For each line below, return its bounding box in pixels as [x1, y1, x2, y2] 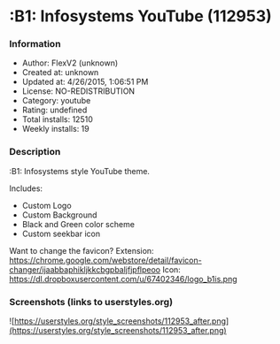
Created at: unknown [21, 67, 99, 78]
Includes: [9, 183, 43, 194]
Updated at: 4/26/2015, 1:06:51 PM [21, 77, 149, 88]
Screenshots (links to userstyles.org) [9, 295, 174, 308]
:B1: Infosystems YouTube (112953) [9, 6, 272, 27]
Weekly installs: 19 [21, 124, 90, 134]
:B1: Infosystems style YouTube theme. [9, 165, 151, 176]
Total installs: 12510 [21, 114, 93, 125]
